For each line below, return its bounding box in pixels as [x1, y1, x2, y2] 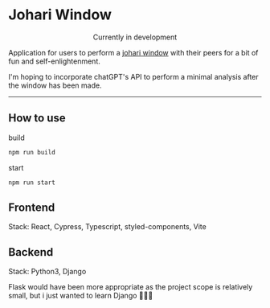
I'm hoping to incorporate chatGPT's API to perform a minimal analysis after [8, 72, 259, 81]
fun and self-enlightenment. [8, 56, 100, 66]
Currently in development [92, 32, 178, 42]
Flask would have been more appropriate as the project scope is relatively [8, 282, 253, 292]
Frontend [8, 200, 55, 214]
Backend [8, 245, 54, 259]
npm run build [8, 148, 56, 156]
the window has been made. [8, 80, 102, 90]
